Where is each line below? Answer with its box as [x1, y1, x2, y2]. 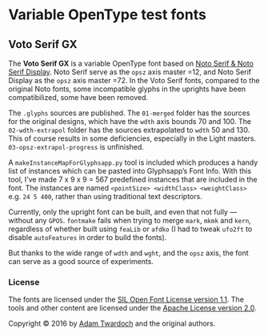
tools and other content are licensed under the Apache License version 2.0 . [8, 303, 257, 313]
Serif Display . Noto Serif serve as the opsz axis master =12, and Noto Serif [8, 67, 252, 77]
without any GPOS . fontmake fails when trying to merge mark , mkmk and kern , [8, 216, 252, 225]
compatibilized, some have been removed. [8, 93, 149, 102]
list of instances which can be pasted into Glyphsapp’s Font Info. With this [8, 166, 252, 175]
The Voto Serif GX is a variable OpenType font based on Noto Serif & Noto [8, 58, 254, 68]
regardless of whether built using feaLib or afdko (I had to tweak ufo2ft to [8, 224, 253, 234]
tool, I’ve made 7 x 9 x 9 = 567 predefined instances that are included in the [8, 174, 258, 184]
